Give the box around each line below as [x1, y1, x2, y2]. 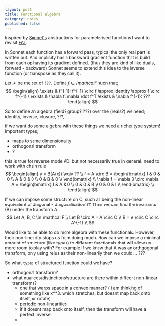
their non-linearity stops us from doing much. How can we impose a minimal [5, 235, 160, 241]
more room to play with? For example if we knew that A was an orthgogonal [5, 245, 159, 251]
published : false [5, 21, 41, 26]
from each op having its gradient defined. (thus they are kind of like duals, [5, 60, 155, 66]
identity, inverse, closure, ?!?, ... [5, 114, 69, 120]
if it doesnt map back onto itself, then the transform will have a [19, 306, 147, 312]
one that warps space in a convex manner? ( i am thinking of [19, 285, 142, 291]
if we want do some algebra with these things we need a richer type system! [5, 123, 160, 129]
